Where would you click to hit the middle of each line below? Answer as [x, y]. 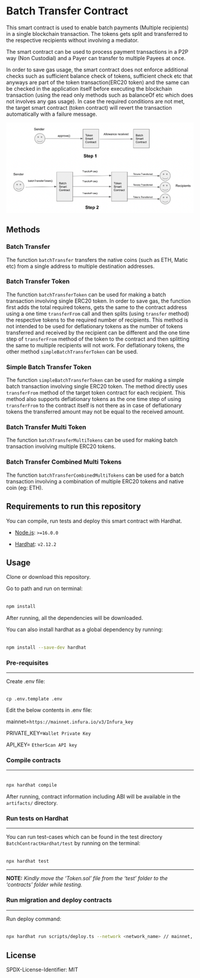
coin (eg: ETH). [25, 488]
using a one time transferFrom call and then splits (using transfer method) [98, 313]
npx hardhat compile [32, 785]
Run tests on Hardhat [37, 819]
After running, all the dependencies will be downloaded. [75, 618]
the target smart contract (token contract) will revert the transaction [89, 107]
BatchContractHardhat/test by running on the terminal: [74, 843]
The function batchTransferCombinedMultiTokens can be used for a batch [95, 475]
